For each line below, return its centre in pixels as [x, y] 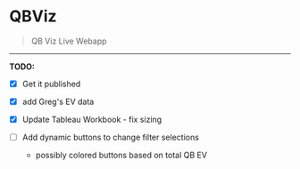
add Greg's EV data [58, 101]
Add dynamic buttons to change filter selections [110, 137]
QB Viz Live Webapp [69, 41]
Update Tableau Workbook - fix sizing [92, 120]
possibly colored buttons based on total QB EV [121, 155]
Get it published [51, 84]
